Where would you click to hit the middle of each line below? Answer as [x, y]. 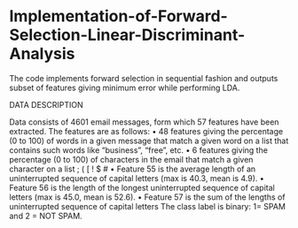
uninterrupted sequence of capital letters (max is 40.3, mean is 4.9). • [137, 178]
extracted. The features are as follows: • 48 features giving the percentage [146, 131]
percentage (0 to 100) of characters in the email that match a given [131, 159]
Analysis [42, 54]
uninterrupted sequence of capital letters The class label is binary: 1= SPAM [148, 206]
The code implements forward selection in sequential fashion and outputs [144, 78]
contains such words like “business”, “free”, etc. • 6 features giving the [139, 150]
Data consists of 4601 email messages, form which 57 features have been [144, 122]
